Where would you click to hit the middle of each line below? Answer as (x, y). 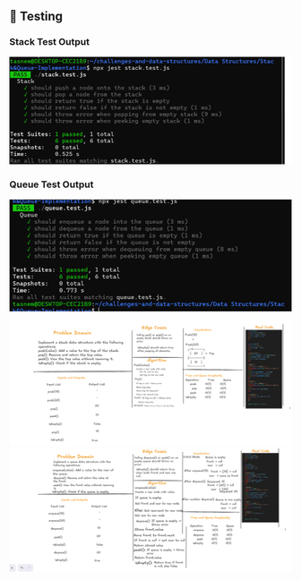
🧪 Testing (36, 17)
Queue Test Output (52, 184)
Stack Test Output (49, 42)
